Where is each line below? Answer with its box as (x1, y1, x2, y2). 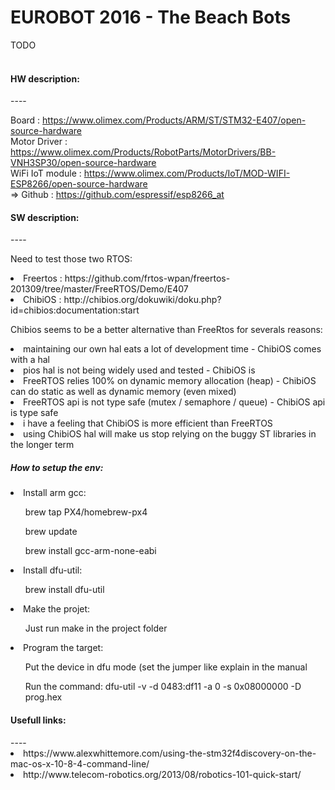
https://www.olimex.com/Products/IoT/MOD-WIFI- (83, 167, 291, 180)
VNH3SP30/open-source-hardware (10, 157, 157, 169)
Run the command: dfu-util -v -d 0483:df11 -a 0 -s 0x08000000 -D (24, 681, 302, 693)
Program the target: (23, 642, 104, 654)
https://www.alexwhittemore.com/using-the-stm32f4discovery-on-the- (23, 747, 317, 759)
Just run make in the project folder (24, 622, 168, 635)
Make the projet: (23, 603, 91, 615)
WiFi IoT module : (10, 167, 82, 180)
